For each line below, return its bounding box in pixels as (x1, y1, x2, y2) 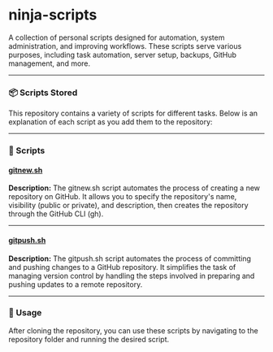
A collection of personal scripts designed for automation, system (8, 33, 225, 42)
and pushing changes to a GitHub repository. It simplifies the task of (8, 262, 236, 272)
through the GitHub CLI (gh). (8, 209, 104, 219)
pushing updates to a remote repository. (8, 279, 143, 289)
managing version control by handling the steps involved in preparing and (8, 271, 255, 280)
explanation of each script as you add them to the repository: (8, 117, 213, 127)
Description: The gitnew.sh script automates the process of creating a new (8, 183, 261, 193)
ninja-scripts (8, 6, 97, 24)
